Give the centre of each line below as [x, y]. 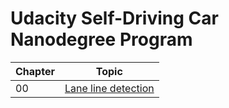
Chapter [35, 71]
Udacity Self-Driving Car [114, 18]
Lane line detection [109, 88]
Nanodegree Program [101, 39]
